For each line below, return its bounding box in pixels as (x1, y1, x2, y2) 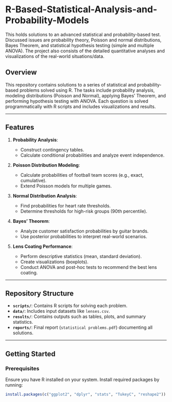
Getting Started (5, 349, 56, 358)
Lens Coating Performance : (12, 243, 73, 249)
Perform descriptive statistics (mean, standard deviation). (20, 253, 142, 259)
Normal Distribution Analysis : (12, 193, 77, 199)
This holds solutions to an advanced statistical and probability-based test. (5, 31, 161, 37)
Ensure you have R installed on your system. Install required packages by (5, 376, 160, 383)
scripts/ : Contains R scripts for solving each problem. (12, 303, 128, 309)
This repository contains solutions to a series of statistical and (5, 81, 136, 88)
